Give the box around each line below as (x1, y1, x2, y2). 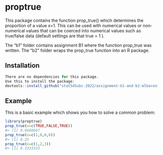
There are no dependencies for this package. (5, 74, 98, 79)
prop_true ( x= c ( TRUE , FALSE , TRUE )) (5, 124, 73, 128)
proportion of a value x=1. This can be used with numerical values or (5, 22, 142, 28)
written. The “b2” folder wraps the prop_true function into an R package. (5, 47, 150, 53)
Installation (5, 62, 40, 70)
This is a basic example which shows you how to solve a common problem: (5, 109, 155, 115)
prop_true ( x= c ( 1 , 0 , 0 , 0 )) (5, 132, 55, 137)
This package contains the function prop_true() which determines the (5, 17, 144, 23)
